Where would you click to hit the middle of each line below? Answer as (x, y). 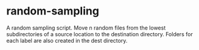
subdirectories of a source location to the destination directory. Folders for (100, 34)
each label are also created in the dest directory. (67, 40)
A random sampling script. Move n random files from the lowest (86, 28)
